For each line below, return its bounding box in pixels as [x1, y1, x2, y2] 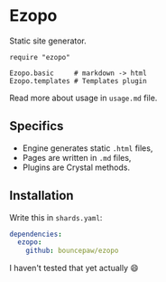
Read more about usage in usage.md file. [9, 92, 158, 103]
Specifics [9, 118, 64, 134]
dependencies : [9, 230, 63, 239]
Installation [9, 188, 74, 203]
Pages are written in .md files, [22, 152, 132, 163]
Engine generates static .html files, [22, 142, 153, 154]
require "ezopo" [9, 52, 70, 61]
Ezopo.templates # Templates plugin [9, 76, 147, 86]
